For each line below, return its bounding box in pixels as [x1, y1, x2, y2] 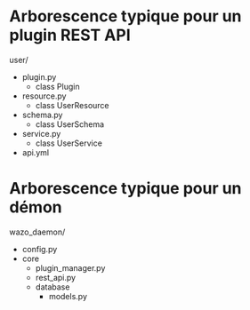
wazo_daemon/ [9, 227, 66, 237]
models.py [48, 290, 87, 301]
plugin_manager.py [35, 262, 106, 273]
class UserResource [35, 99, 109, 110]
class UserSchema [35, 118, 105, 130]
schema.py [21, 109, 63, 120]
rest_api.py [35, 272, 77, 282]
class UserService [35, 138, 102, 148]
